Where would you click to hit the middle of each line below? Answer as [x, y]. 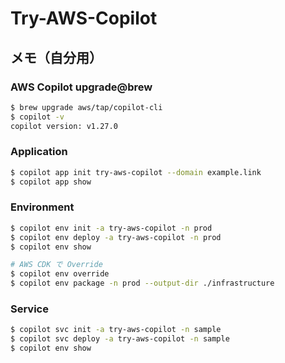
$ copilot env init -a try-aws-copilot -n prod [111, 228]
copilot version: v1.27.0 [64, 126]
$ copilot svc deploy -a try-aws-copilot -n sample [120, 339]
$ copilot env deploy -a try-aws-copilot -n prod [116, 237]
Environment [42, 207]
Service [29, 309]
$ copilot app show [51, 182]
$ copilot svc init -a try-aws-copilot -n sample [116, 330]
